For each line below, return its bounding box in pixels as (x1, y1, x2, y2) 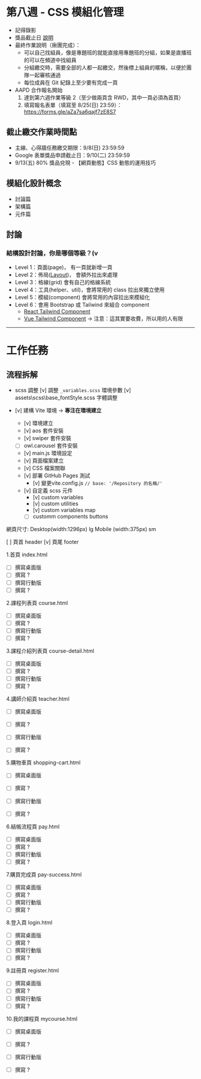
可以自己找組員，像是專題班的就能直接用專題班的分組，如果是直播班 (23, 49, 192, 56)
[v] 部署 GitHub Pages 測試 (23, 472, 91, 480)
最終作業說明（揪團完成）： (14, 41, 81, 49)
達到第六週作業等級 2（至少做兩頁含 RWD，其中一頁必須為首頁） (23, 94, 184, 101)
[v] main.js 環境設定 (23, 450, 73, 457)
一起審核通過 (29, 71, 61, 79)
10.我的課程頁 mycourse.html (6, 1015, 78, 1022)
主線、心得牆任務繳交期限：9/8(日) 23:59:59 (14, 144, 124, 151)
